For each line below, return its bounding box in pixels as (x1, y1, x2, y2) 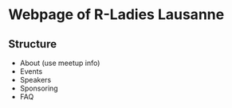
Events (19, 67, 43, 76)
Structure (8, 37, 57, 51)
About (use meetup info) (19, 58, 100, 67)
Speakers (19, 75, 52, 84)
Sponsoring (19, 83, 58, 93)
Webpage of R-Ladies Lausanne (8, 6, 225, 24)
